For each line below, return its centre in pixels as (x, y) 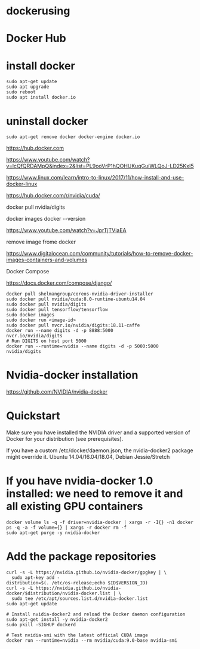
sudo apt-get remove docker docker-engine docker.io (73, 137)
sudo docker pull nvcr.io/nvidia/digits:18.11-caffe (73, 325)
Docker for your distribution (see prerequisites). (65, 439)
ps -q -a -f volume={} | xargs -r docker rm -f (67, 528)
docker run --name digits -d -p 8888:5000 (60, 331)
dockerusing (38, 11)
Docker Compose (28, 272)
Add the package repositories (81, 557)
